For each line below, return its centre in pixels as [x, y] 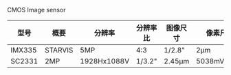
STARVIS [59, 50]
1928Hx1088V [104, 61]
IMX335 [24, 50]
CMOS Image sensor [36, 10]
